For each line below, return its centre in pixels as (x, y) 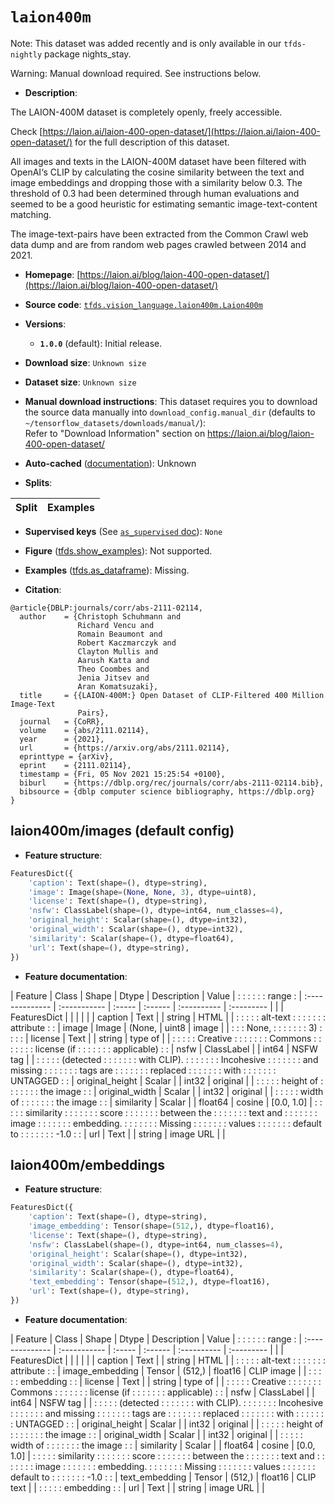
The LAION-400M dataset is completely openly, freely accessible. (146, 112)
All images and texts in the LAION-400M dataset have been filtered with (158, 161)
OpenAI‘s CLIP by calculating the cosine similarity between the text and (157, 172)
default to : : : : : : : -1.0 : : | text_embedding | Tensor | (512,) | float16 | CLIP (163, 1477)
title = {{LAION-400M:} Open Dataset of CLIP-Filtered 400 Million (172, 695)
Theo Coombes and (113, 669)
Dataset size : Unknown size (80, 382)
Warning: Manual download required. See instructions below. (136, 73)
